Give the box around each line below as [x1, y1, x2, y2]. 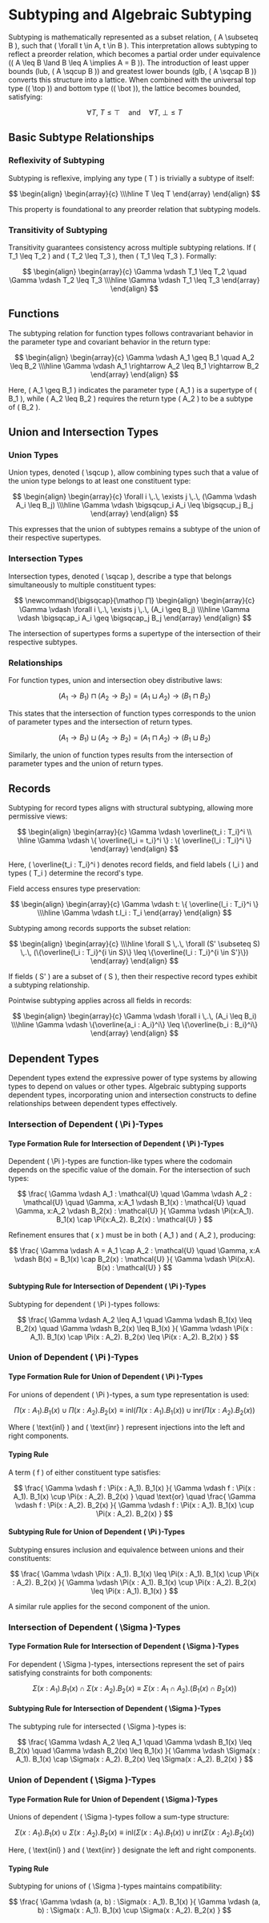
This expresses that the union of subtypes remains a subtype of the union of [8, 525, 261, 534]
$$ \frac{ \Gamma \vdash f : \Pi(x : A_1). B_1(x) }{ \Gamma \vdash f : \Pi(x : [13, 1483, 256, 1492]
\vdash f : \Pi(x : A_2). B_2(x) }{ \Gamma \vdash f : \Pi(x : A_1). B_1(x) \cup [14, 1500, 255, 1509]
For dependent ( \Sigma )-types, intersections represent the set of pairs [8, 1660, 245, 1669]
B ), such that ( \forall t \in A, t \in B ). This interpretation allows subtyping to [8, 40, 258, 50]
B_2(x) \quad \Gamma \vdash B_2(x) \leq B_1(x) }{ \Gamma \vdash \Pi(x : [15, 1323, 254, 1333]
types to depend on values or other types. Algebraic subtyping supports [8, 1082, 247, 1092]
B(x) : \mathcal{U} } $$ [96, 1263, 173, 1272]
